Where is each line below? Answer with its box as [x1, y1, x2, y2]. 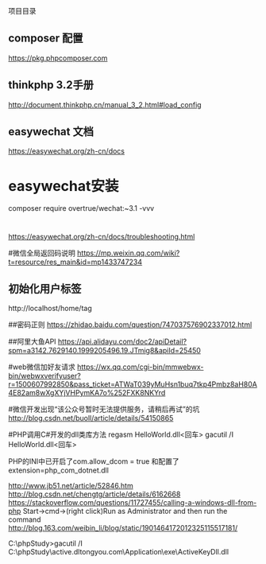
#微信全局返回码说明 [8, 248, 75, 258]
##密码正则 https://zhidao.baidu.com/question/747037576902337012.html [8, 320, 253, 329]
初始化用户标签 [8, 282, 82, 295]
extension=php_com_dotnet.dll [8, 465, 110, 475]
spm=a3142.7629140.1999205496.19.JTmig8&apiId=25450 [8, 346, 201, 356]
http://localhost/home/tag [8, 304, 93, 313]
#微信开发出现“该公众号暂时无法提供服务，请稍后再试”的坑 [8, 404, 200, 414]
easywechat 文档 [8, 125, 94, 138]
